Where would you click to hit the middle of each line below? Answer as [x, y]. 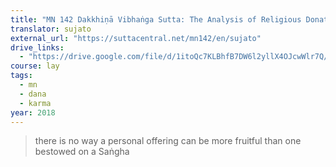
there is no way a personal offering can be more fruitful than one [168, 141]
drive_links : [37, 47]
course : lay [35, 66]
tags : [21, 76]
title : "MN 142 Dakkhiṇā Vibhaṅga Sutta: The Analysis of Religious [156, 19]
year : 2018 [33, 112]
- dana [33, 94]
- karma [35, 103]
